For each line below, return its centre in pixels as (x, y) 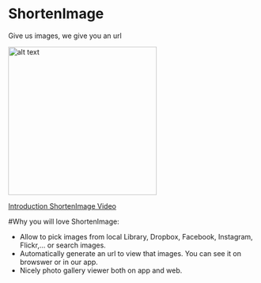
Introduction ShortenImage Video (62, 206)
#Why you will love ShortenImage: (64, 221)
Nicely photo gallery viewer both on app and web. (101, 270)
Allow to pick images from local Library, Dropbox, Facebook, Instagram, (136, 236)
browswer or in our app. (59, 262)
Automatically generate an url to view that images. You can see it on (130, 253)
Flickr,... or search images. (63, 245)
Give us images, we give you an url (65, 36)
